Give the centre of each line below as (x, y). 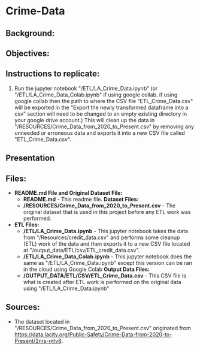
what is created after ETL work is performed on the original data (102, 282)
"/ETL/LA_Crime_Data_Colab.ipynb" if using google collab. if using (96, 95)
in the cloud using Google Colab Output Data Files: (87, 269)
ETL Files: (27, 224)
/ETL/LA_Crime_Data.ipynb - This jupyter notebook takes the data (106, 231)
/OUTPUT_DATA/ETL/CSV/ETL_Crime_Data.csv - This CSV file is (104, 275)
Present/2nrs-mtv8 (38, 340)
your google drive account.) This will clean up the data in (84, 120)
